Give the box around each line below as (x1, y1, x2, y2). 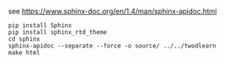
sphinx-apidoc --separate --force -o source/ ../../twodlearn (8, 42, 216, 50)
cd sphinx (8, 35, 41, 43)
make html (8, 49, 41, 57)
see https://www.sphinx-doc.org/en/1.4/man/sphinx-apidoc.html (8, 7, 218, 16)
